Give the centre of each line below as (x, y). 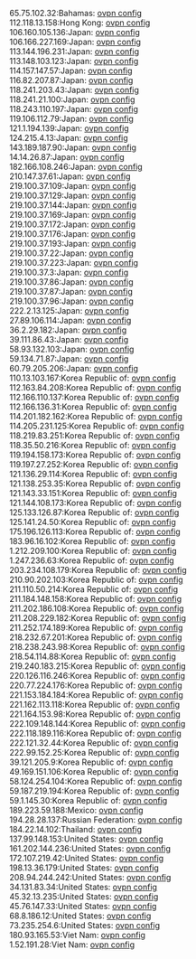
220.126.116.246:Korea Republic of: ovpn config (97, 676)
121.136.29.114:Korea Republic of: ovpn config (93, 474)
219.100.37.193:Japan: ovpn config (73, 244)
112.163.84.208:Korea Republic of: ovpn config (96, 387)
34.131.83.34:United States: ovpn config (84, 887)
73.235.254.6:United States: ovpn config (85, 925)
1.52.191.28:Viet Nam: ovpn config (72, 945)
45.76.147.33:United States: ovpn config (83, 906)
